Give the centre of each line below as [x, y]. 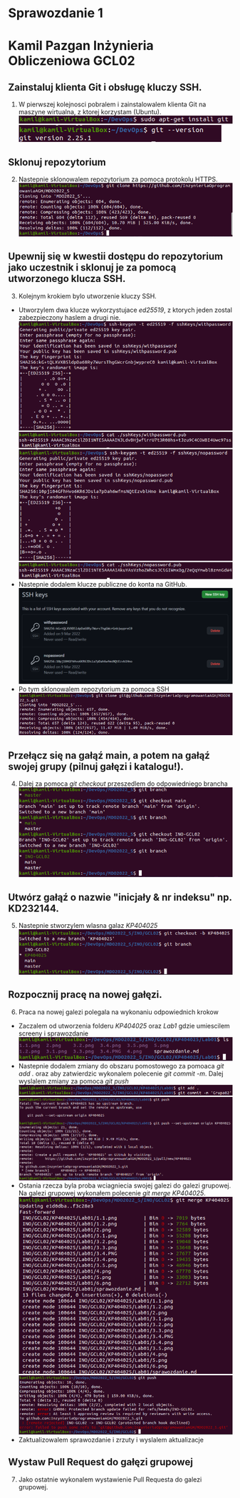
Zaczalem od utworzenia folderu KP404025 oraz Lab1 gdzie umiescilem [124, 1026]
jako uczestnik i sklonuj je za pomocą [92, 268]
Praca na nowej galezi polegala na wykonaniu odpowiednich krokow [119, 1012]
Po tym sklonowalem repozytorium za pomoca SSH [94, 689]
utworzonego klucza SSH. [67, 279]
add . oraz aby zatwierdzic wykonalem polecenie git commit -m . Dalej [121, 1074]
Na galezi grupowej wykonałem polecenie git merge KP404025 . [112, 1193]
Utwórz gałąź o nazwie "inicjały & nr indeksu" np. [120, 897]
